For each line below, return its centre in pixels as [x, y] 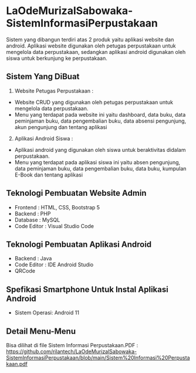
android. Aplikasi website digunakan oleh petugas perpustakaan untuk [91, 46]
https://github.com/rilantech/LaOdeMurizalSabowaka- [71, 351]
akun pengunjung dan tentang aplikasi [61, 127]
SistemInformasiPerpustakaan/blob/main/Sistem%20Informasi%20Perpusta [98, 358]
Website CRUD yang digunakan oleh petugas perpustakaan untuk [94, 102]
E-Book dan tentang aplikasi [49, 175]
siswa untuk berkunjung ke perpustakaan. [57, 58]
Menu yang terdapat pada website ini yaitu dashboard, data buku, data [100, 114]
